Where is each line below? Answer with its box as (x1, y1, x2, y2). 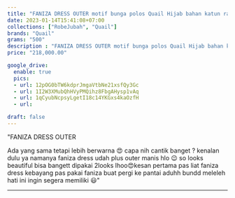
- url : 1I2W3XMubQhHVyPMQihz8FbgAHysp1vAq (13, 88, 139, 95)
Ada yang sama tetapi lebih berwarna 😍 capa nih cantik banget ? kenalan (7, 146, 220, 155)
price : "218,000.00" (7, 50, 68, 57)
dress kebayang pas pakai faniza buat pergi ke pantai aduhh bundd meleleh (7, 169, 226, 177)
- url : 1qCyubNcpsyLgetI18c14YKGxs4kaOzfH (13, 94, 139, 101)
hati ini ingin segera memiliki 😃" (7, 176, 100, 184)
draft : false (7, 113, 45, 121)
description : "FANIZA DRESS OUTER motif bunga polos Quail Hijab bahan (7, 43, 224, 50)
